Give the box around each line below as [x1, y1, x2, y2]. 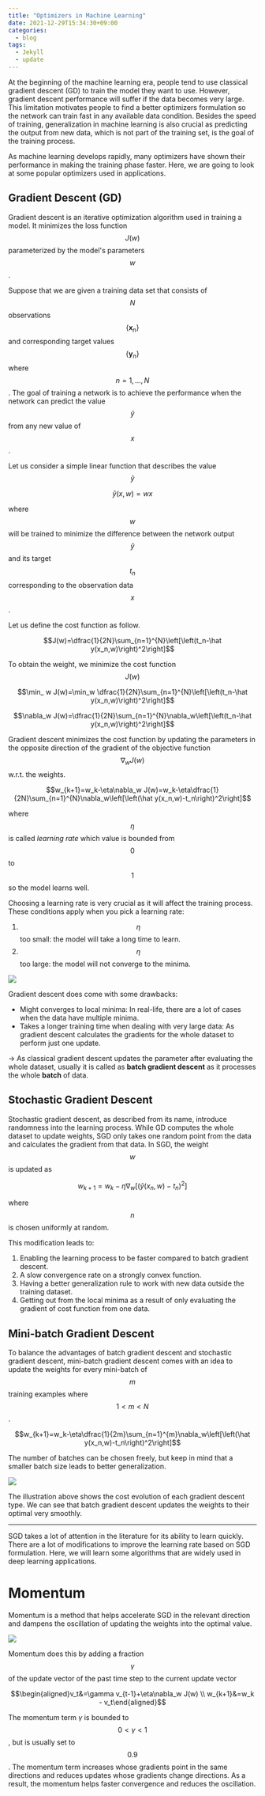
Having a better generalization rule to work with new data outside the [19, 1279, 244, 1288]
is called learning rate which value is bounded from [8, 833, 175, 843]
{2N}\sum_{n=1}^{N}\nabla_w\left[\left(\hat [13, 793, 153, 803]
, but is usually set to [8, 1737, 76, 1747]
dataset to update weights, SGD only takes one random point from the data [8, 1131, 252, 1140]
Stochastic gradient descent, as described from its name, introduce [8, 1114, 227, 1123]
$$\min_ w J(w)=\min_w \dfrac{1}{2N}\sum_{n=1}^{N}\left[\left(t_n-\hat [17, 688, 248, 697]
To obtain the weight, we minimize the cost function [8, 660, 177, 669]
